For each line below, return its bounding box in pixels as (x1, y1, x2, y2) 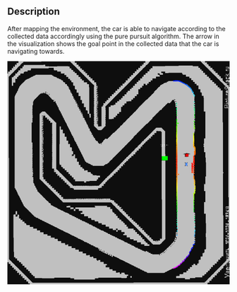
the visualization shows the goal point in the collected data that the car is (7, 39, 219, 48)
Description (7, 6, 60, 18)
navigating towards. (7, 47, 65, 55)
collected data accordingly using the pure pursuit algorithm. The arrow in (7, 32, 220, 40)
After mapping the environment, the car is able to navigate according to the (7, 24, 226, 33)
